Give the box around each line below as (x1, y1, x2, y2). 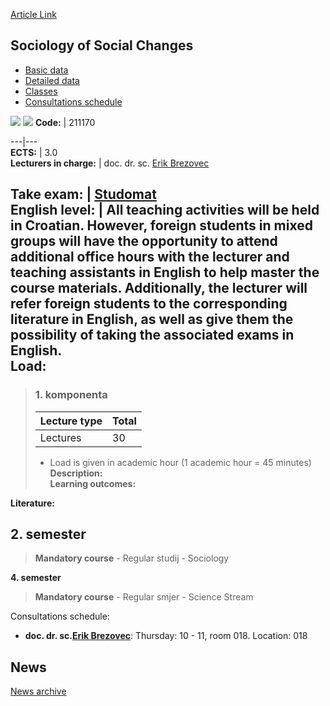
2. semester (10, 525, 87, 543)
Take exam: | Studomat (10, 186, 157, 203)
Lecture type (39, 414, 103, 428)
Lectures (39, 430, 82, 444)
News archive (10, 685, 67, 698)
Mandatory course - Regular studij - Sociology (34, 552, 230, 564)
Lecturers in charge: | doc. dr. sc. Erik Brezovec (10, 157, 210, 169)
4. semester (10, 572, 62, 584)
